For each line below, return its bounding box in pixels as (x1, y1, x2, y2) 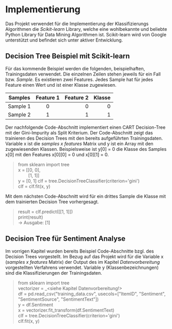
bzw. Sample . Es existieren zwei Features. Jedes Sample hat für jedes (5, 76, 153, 83)
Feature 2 (64, 94, 89, 101)
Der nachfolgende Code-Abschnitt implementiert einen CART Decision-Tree (5, 124, 166, 130)
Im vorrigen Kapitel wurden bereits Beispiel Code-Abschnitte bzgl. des (5, 248, 154, 254)
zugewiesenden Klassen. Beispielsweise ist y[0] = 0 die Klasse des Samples (5, 146, 167, 152)
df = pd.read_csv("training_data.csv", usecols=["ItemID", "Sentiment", (17, 291, 166, 297)
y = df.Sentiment (17, 301, 53, 307)
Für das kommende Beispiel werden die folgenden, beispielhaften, (5, 65, 145, 71)
